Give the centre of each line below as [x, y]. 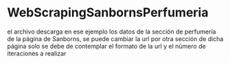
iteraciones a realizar [37, 53]
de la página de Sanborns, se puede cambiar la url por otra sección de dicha [115, 38]
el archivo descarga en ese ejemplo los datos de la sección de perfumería [112, 32]
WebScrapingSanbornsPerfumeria [108, 13]
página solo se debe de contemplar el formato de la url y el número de [106, 46]
